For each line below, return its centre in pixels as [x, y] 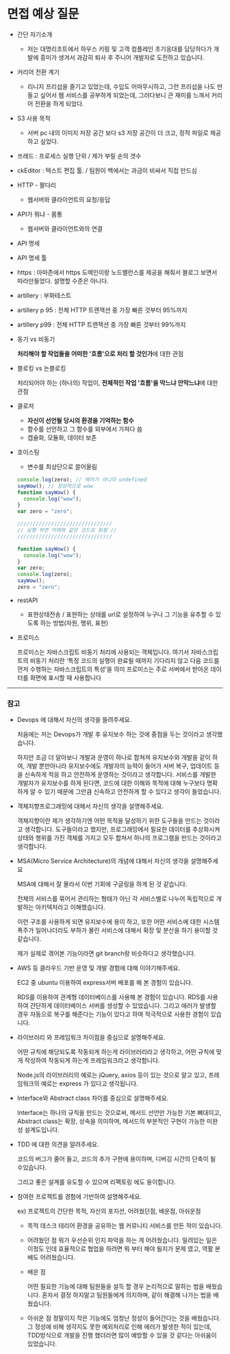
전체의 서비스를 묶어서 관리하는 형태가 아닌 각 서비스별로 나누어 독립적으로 [116, 899]
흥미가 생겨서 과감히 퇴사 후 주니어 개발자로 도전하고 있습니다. [122, 57]
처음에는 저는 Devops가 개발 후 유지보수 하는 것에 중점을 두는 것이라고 [111, 734]
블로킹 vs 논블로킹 [41, 368]
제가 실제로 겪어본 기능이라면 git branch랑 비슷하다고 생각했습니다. [106, 953]
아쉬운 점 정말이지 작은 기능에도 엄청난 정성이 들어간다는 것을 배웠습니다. [124, 1318]
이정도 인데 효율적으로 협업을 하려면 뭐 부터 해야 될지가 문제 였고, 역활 [120, 1249]
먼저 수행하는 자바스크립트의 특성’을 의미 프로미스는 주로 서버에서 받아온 [113, 669]
